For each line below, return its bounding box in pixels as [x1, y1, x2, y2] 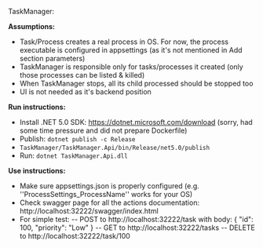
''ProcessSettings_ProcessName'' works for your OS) [19, 190, 193, 199]
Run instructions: [8, 102, 66, 111]
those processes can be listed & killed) [19, 71, 145, 79]
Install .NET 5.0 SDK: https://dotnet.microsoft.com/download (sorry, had [19, 118, 253, 126]
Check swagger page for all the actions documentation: [19, 198, 200, 207]
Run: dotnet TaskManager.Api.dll [19, 151, 128, 160]
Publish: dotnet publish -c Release [19, 134, 136, 144]
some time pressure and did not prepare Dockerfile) [19, 126, 188, 135]
